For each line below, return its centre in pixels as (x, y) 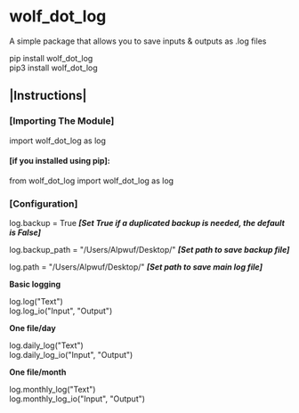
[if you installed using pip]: (60, 161)
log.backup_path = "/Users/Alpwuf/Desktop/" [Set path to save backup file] (149, 250)
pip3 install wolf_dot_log (53, 68)
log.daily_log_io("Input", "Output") (71, 355)
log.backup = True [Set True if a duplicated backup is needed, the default (147, 223)
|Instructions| (48, 96)
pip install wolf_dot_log (51, 58)
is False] (25, 232)
